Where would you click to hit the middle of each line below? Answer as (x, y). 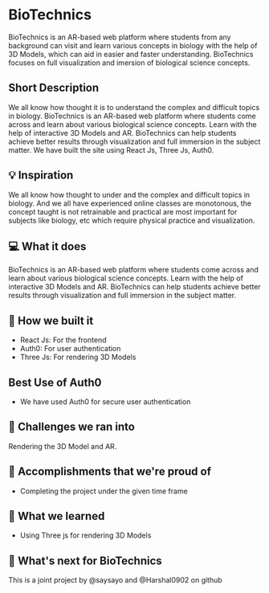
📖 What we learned (57, 516)
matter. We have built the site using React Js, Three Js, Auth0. (111, 149)
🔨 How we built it (51, 320)
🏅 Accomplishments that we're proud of (110, 472)
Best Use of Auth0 (55, 382)
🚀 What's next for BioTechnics (85, 560)
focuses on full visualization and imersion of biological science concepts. (129, 63)
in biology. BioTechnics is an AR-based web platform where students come (132, 116)
